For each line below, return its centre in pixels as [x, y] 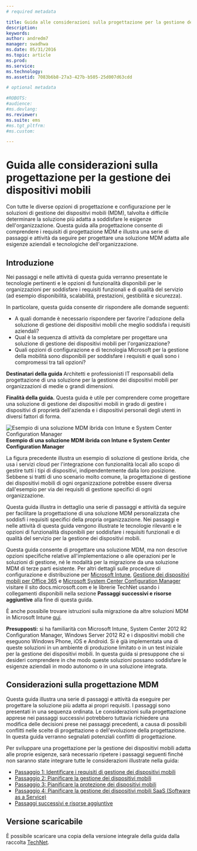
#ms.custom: [21, 131]
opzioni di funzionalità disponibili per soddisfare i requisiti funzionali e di [93, 532]
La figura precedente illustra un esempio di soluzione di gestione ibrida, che [98, 458]
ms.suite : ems [23, 120]
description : [22, 28]
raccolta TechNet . [28, 842]
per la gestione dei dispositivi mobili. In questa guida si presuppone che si [95, 654]
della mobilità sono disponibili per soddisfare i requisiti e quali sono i [97, 356]
